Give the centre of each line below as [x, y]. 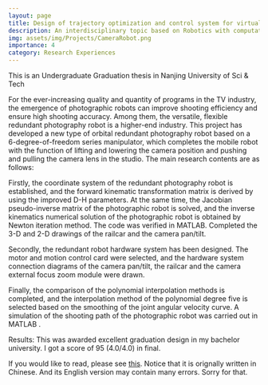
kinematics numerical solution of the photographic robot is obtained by [125, 217]
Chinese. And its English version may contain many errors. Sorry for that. [128, 372]
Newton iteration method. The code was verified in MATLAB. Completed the [133, 225]
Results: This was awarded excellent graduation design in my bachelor [124, 339]
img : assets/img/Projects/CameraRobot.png [80, 38]
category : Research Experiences [62, 53]
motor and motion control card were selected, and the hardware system [126, 258]
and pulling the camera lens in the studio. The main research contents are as [134, 159]
